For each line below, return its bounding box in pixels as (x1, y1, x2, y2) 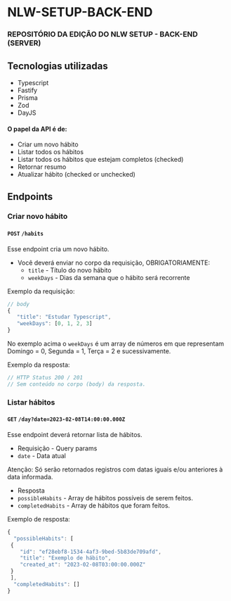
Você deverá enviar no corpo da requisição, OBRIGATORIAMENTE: (17, 258, 211, 267)
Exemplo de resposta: (7, 514, 70, 523)
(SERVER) (7, 38, 41, 48)
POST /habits (7, 230, 44, 238)
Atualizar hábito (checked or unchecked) (17, 170, 136, 179)
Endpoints (7, 191, 53, 203)
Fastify (17, 86, 37, 94)
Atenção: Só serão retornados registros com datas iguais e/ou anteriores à (7, 465, 223, 474)
